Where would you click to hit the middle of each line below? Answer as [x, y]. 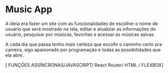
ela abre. [15, 55]
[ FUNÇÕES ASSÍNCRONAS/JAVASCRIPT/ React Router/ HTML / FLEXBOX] [85, 65]
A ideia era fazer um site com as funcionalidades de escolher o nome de [82, 23]
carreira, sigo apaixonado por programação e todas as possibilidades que [83, 50]
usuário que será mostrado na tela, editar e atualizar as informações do [81, 29]
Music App [29, 9]
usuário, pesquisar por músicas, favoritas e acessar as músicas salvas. [80, 34]
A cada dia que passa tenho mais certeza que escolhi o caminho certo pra [84, 44]
